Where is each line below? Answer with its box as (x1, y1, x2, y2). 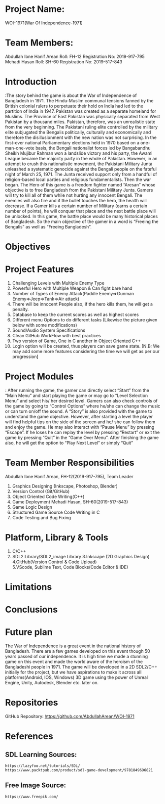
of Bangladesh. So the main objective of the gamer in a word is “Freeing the (5, 219, 159, 224)
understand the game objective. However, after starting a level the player (5, 413, 153, 419)
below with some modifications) (12, 322, 77, 328)
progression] (12, 354, 38, 359)
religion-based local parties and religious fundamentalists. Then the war (5, 177, 151, 182)
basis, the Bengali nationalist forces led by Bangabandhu (35, 145, 151, 151)
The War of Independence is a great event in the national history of (5, 643, 141, 649)
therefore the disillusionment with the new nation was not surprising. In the (5, 134, 157, 140)
